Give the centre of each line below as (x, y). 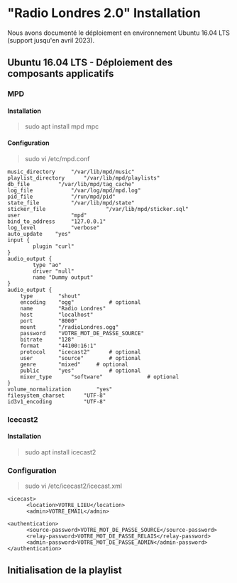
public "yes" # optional (81, 371)
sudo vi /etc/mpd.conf (57, 158)
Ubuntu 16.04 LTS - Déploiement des (90, 63)
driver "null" (54, 271)
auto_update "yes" (39, 234)
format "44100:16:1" (59, 346)
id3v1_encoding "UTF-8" (57, 402)
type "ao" (47, 265)
